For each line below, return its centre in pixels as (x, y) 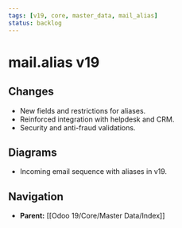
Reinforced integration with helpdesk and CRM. (97, 119)
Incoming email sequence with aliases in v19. (93, 172)
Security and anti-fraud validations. (77, 127)
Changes (31, 92)
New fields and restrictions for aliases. (83, 110)
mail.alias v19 (54, 62)
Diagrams (33, 152)
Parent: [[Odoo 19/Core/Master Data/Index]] (92, 216)
